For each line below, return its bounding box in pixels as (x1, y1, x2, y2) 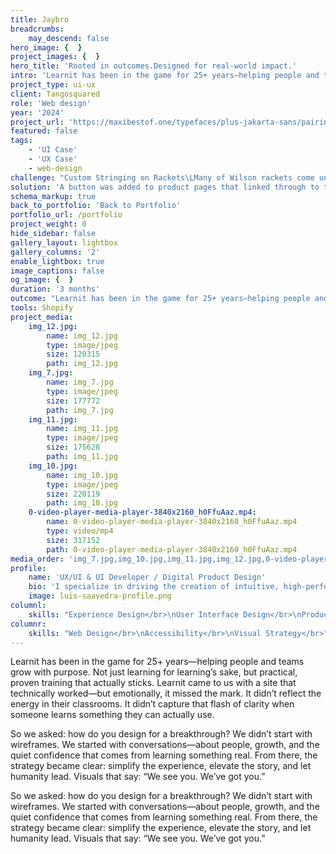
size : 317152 (46, 535, 101, 545)
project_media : (10, 312, 74, 322)
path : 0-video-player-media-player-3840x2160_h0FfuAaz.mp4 (46, 544, 298, 555)
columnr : (10, 619, 47, 629)
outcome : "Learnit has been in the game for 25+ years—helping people (10, 294, 311, 304)
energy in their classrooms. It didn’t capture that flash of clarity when (10, 698, 295, 710)
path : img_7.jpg (46, 405, 114, 415)
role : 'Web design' (10, 98, 92, 108)
